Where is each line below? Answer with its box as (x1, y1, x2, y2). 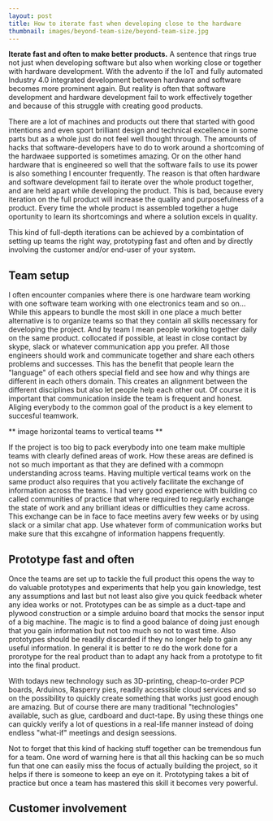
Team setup (8, 268, 70, 282)
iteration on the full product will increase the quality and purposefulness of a (8, 194, 264, 204)
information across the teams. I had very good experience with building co (8, 485, 258, 496)
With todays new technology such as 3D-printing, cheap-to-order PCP (8, 676, 245, 685)
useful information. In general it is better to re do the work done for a (8, 643, 238, 653)
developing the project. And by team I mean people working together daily (8, 324, 258, 334)
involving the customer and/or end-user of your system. (8, 245, 197, 254)
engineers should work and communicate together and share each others (8, 350, 255, 360)
